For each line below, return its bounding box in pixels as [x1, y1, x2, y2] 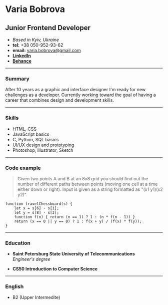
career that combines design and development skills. [5, 97, 114, 103]
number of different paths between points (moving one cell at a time [17, 181, 158, 187]
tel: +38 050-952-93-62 [12, 42, 63, 48]
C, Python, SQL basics [12, 136, 59, 142]
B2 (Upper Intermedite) [12, 294, 60, 300]
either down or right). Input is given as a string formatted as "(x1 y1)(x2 [17, 186, 163, 192]
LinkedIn [12, 53, 31, 59]
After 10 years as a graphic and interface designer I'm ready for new [5, 87, 146, 93]
